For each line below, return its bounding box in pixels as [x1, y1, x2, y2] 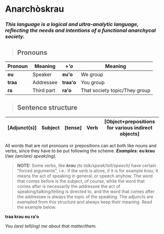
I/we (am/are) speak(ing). [5, 153, 57, 159]
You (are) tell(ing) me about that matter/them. [5, 223, 97, 229]
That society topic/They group [81, 87, 150, 94]
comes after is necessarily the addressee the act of [17, 183, 121, 189]
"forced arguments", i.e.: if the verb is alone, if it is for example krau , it [17, 167, 159, 173]
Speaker [32, 71, 52, 78]
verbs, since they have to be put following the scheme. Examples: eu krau [5, 148, 155, 154]
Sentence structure [17, 104, 78, 112]
